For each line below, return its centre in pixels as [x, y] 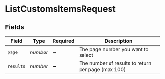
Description [118, 41]
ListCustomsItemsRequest [61, 9]
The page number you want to [114, 49]
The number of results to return [115, 63]
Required [64, 41]
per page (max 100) [103, 69]
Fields [15, 27]
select [86, 55]
